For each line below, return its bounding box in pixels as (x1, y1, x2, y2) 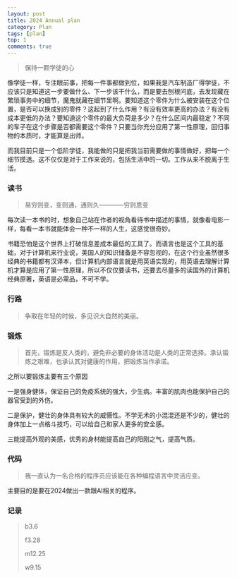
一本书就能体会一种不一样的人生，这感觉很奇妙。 (31, 224, 174, 233)
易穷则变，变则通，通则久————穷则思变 (24, 200, 149, 209)
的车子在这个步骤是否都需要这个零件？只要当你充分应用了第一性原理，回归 (7, 123, 224, 131)
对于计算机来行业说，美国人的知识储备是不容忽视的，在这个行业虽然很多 (19, 248, 230, 257)
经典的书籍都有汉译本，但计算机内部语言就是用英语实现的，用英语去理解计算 (7, 257, 230, 265)
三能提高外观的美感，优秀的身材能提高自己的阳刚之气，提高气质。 (7, 435, 199, 443)
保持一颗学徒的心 (24, 64, 75, 71)
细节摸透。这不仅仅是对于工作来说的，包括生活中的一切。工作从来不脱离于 (7, 155, 224, 163)
